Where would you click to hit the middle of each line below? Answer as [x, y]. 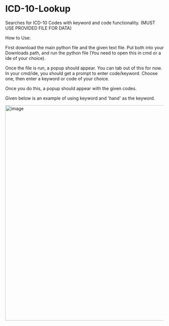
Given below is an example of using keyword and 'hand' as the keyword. [80, 98]
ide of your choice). [26, 58]
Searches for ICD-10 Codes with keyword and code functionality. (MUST [80, 23]
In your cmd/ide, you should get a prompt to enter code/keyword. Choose [81, 73]
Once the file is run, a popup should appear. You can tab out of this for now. [84, 68]
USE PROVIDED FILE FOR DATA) [38, 28]
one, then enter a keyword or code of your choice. [57, 78]
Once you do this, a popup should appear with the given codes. [71, 88]
